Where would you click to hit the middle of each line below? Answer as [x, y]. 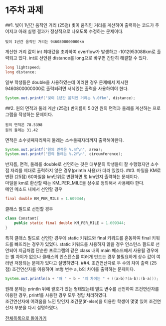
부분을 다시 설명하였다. [36, 307]
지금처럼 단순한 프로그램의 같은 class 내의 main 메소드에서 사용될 [82, 250]
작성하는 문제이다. [36, 114]
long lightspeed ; [23, 67]
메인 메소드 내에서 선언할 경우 [34, 189]
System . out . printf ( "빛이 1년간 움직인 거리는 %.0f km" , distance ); [70, 98]
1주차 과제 [24, 10]
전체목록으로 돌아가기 [26, 318]
